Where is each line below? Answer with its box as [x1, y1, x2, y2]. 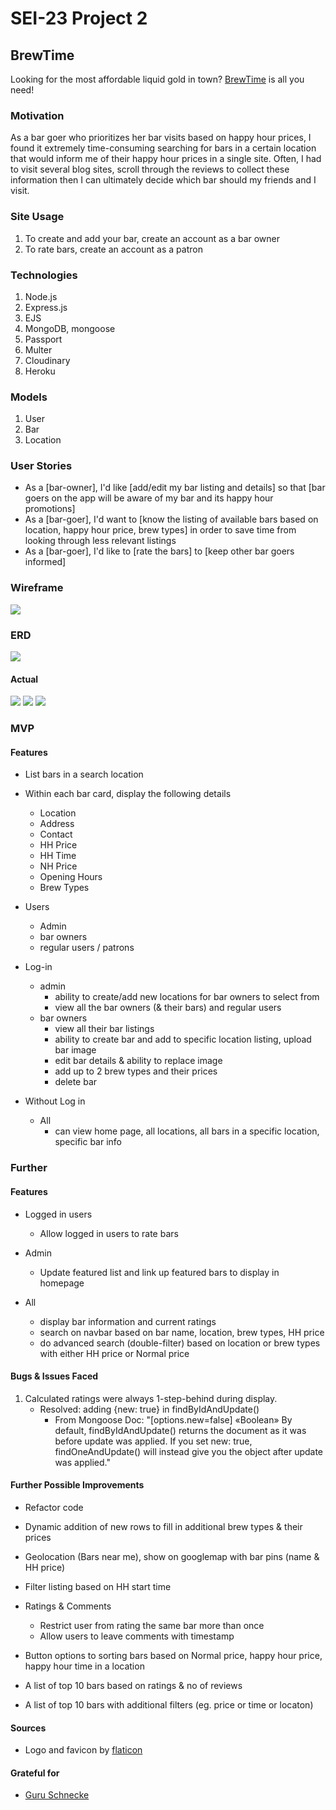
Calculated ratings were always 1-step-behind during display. [24, 1392, 278, 1404]
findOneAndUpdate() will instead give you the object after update [54, 1445, 324, 1457]
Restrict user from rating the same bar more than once [39, 1619, 265, 1631]
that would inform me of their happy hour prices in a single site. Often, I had [10, 153, 322, 165]
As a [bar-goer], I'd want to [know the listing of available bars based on [24, 513, 319, 526]
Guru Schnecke [24, 1789, 90, 1801]
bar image [54, 1044, 97, 1056]
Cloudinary [24, 354, 71, 366]
